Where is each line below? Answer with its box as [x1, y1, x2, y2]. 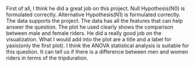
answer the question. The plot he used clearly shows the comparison [6, 23, 174, 30]
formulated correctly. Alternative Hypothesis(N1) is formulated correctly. [6, 11, 181, 18]
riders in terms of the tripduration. [6, 55, 88, 61]
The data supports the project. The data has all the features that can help [6, 17, 183, 24]
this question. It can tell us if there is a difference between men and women [6, 48, 189, 55]
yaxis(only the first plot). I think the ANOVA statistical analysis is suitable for [6, 42, 189, 49]
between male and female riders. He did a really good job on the [6, 30, 162, 37]
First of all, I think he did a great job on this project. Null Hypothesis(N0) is [6, 5, 185, 12]
